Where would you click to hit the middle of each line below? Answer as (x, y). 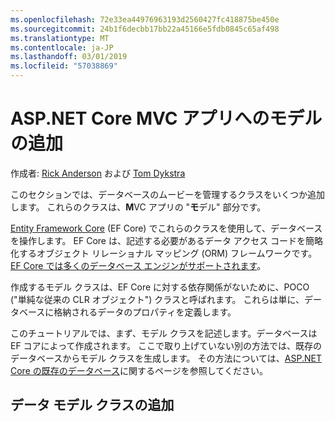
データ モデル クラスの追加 (92, 405)
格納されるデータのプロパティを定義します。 (145, 312)
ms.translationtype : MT (60, 38)
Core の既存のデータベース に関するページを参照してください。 (139, 370)
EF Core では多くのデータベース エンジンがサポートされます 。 (138, 265)
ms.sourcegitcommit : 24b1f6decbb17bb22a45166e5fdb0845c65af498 (145, 29)
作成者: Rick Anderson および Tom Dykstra (98, 173)
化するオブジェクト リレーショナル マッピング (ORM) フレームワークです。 (164, 253)
